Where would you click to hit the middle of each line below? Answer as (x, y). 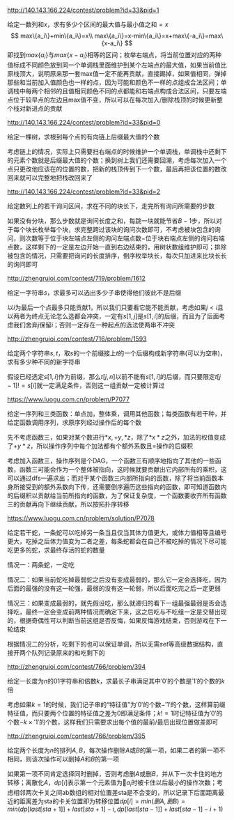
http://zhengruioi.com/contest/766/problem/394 (77, 666)
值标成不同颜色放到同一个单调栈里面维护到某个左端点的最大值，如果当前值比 (117, 65)
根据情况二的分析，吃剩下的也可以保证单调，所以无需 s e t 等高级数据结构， (112, 644)
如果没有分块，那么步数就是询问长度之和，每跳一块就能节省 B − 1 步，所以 (112, 221)
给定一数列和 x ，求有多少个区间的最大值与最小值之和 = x (88, 24)
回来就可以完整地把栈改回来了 (50, 178)
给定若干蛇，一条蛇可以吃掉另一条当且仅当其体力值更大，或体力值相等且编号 (117, 532)
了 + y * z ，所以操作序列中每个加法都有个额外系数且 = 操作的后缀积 (100, 446)
